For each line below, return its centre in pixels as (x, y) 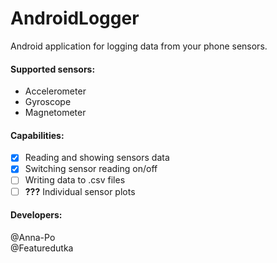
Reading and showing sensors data (97, 158)
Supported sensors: (53, 69)
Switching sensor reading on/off (91, 169)
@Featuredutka (42, 248)
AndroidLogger (75, 18)
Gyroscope (48, 102)
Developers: (36, 215)
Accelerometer (55, 91)
